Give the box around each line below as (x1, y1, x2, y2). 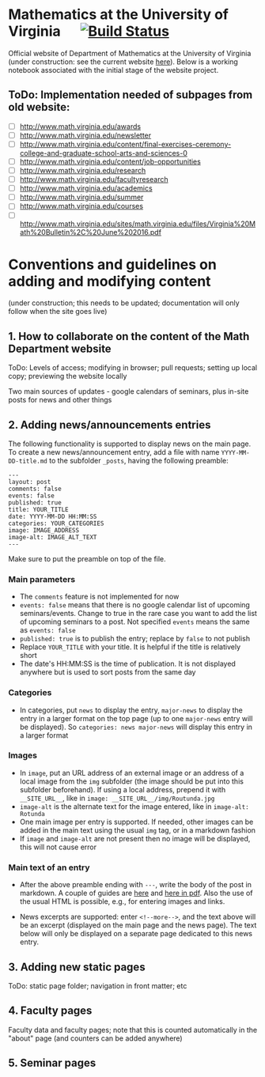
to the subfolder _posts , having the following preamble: (48, 455, 229, 465)
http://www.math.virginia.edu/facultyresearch (19, 175, 168, 184)
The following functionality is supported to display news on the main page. (8, 439, 252, 448)
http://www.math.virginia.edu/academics (19, 183, 153, 193)
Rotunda (19, 810, 45, 818)
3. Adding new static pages (8, 960, 146, 973)
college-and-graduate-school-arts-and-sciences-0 (19, 148, 188, 157)
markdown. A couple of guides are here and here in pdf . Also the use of (19, 888, 253, 898)
